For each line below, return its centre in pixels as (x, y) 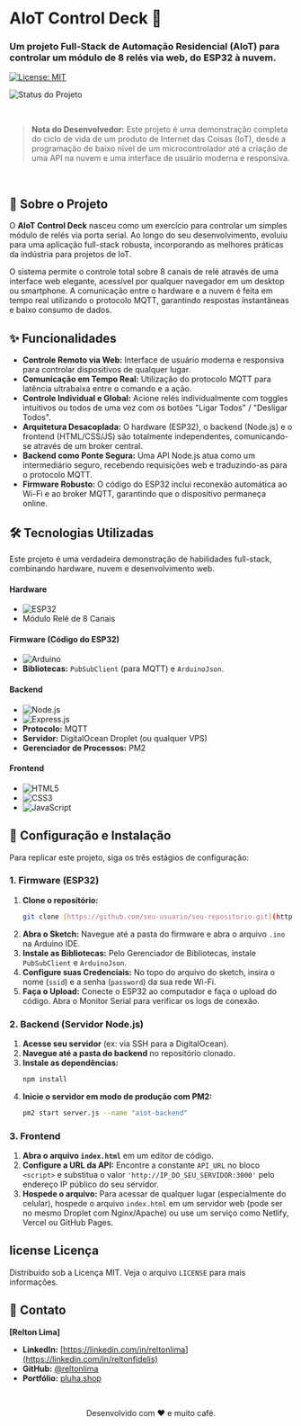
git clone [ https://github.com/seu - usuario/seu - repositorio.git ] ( (149, 917)
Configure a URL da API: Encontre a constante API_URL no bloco (141, 1165)
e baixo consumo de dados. (61, 310)
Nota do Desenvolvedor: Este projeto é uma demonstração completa (159, 130)
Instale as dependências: (70, 1063)
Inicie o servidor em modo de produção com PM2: (117, 1096)
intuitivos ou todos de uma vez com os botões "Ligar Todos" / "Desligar (155, 408)
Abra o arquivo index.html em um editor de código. (118, 1156)
